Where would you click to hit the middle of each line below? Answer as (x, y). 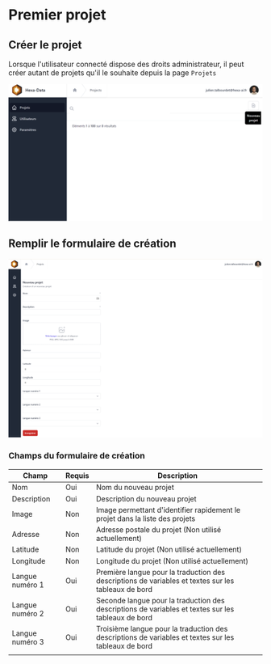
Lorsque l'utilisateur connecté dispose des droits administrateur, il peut (126, 64)
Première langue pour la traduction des (161, 572)
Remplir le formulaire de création (92, 244)
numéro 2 (28, 613)
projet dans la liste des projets (146, 518)
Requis (77, 476)
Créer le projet (45, 45)
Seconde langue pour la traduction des (160, 601)
